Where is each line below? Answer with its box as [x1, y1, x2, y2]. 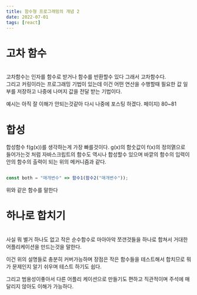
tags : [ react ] [6, 19, 41, 25]
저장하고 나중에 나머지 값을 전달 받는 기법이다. [16, 88, 122, 95]
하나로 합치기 [6, 209, 66, 223]
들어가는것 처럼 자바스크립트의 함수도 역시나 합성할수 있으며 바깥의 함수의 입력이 [6, 151, 190, 158]
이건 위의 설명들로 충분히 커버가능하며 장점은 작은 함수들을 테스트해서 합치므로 [6, 256, 185, 263]
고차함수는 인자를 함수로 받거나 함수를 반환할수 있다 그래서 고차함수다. [6, 73, 166, 80]
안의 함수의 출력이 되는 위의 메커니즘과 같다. [6, 158, 107, 165]
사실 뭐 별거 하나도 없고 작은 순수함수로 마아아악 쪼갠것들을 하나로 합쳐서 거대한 [6, 236, 188, 243]
